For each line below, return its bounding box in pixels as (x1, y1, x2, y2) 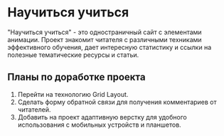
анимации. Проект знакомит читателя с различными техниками (7, 35, 202, 43)
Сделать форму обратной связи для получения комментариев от (17, 98, 217, 106)
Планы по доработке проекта (7, 71, 146, 83)
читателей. (17, 105, 51, 114)
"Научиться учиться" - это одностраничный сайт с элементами (7, 28, 202, 36)
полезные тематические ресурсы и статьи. (7, 51, 139, 59)
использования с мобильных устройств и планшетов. (17, 120, 181, 129)
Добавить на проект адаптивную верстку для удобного (17, 113, 187, 121)
